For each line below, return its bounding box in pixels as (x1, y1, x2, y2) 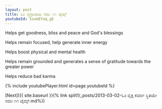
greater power (5, 64, 34, 70)
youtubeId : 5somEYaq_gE (5, 16, 54, 21)
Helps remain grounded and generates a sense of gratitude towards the (5, 59, 151, 65)
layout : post (5, 7, 32, 12)
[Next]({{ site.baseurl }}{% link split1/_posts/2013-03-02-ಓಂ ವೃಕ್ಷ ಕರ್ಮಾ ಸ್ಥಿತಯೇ (5, 92, 157, 99)
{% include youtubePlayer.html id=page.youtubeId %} (5, 83, 115, 89)
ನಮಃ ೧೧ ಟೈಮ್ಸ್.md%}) (5, 98, 45, 104)
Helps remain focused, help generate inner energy (5, 39, 108, 45)
